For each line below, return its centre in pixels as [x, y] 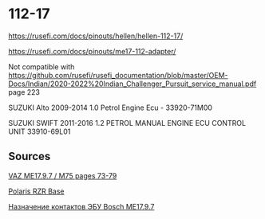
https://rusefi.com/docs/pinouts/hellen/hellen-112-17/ [96, 36]
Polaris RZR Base [36, 191]
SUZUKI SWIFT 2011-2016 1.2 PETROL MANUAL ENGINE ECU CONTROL [127, 123]
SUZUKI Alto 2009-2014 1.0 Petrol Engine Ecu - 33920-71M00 [111, 108]
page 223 [24, 92]
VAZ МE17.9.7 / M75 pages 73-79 [63, 175]
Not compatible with [42, 66]
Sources [30, 156]
